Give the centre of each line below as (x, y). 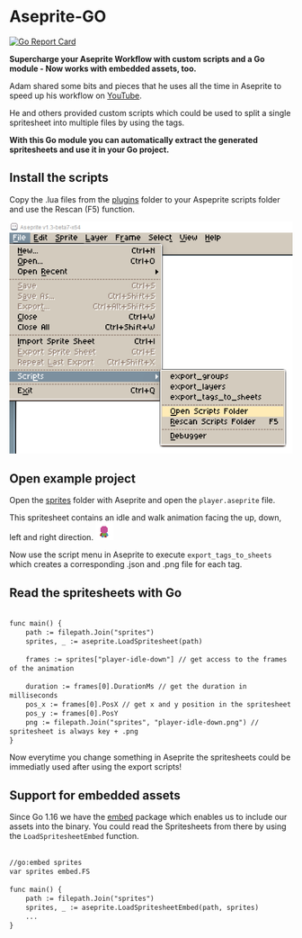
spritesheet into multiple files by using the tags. (97, 122)
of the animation (42, 669)
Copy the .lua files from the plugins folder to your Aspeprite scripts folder (145, 199)
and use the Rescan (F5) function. (72, 209)
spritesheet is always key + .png (74, 732)
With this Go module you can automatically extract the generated (134, 140)
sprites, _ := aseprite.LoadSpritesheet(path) (114, 642)
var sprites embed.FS (50, 871)
